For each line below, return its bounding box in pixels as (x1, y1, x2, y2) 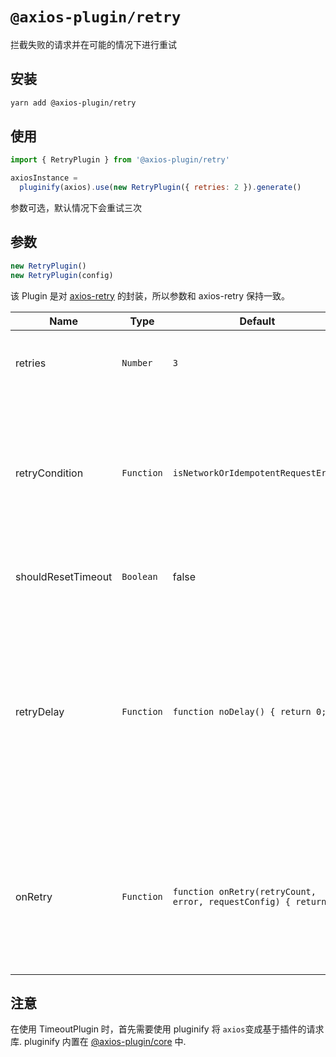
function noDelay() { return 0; (172, 706, 327, 717)
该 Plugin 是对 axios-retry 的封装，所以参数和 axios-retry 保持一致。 (10, 289, 291, 302)
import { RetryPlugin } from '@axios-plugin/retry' (10, 155, 230, 165)
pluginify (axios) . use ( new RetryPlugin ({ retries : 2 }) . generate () (19, 183, 302, 193)
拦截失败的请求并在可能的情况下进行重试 (10, 38, 177, 50)
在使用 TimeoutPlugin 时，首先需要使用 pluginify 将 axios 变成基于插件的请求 (10, 1023, 325, 1035)
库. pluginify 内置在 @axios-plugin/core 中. (10, 1036, 187, 1048)
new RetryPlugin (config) (10, 270, 114, 280)
